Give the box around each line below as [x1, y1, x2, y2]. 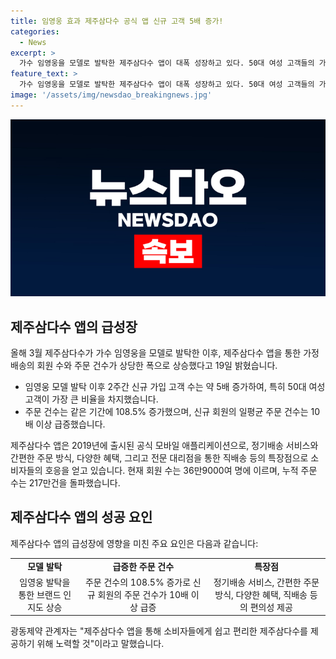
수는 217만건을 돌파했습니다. [10, 477, 121, 489]
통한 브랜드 [18, 588, 62, 600]
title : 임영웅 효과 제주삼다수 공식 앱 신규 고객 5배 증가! [10, 16, 224, 26]
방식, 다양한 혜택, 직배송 [214, 588, 308, 600]
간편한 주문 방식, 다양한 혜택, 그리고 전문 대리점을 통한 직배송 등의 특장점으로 [10, 452, 309, 464]
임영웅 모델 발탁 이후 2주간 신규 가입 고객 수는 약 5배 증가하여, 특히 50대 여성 [24, 381, 326, 393]
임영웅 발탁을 [19, 576, 71, 588]
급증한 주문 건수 [112, 560, 175, 572]
